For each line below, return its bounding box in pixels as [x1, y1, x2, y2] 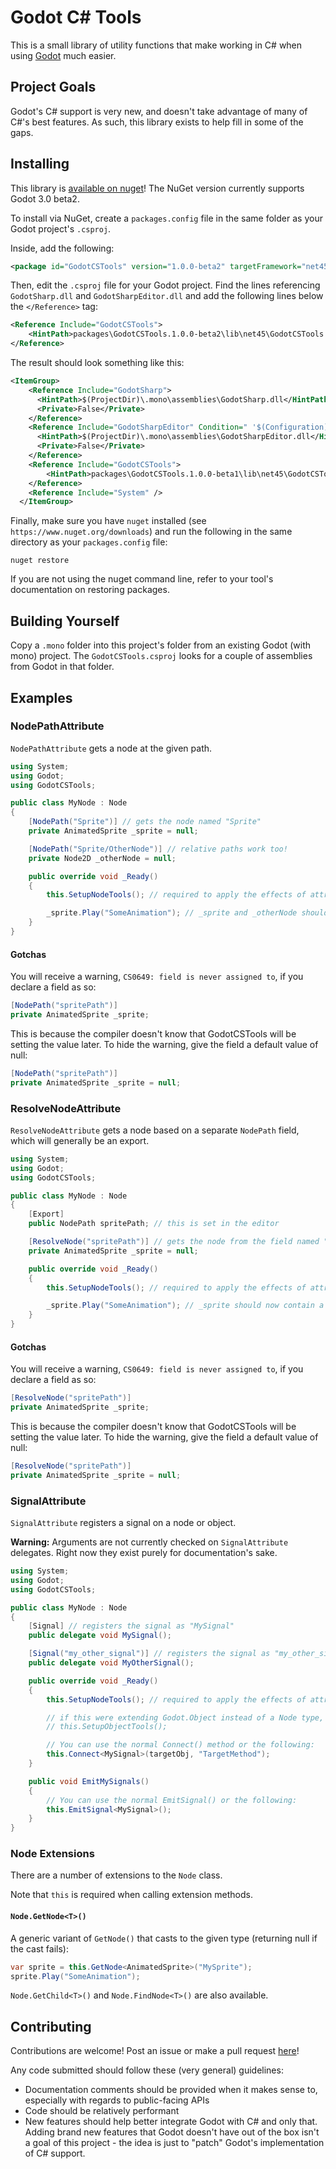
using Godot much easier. [10, 49, 117, 61]
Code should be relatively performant [24, 2105, 180, 2117]
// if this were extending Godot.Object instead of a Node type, [46, 1712, 325, 1723]
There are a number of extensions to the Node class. [10, 1869, 223, 1881]
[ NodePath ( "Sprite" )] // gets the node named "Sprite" [28, 817, 262, 827]
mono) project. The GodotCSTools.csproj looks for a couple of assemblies [10, 650, 313, 662]
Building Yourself [10, 612, 120, 630]
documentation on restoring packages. [10, 584, 170, 596]
